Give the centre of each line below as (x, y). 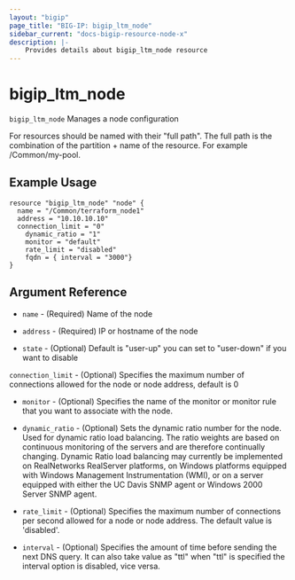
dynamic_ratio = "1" (63, 234)
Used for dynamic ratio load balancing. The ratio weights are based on (151, 437)
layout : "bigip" (39, 17)
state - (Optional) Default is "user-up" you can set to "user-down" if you (154, 348)
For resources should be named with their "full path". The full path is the (141, 136)
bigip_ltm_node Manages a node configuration (94, 119)
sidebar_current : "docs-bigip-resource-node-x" (99, 34)
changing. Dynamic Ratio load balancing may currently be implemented (152, 456)
